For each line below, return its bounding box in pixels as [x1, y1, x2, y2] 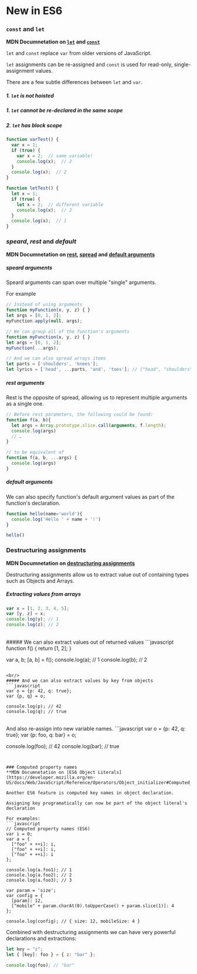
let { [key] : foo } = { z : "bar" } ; [6, 952, 96, 958]
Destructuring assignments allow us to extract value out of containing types [6, 571, 189, 578]
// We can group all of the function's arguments [6, 329, 130, 334]
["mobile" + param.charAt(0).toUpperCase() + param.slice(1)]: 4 [11, 903, 175, 909]
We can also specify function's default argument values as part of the [6, 493, 175, 500]
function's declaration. [6, 499, 60, 506]
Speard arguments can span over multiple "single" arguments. [6, 279, 157, 286]
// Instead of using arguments [6, 302, 83, 307]
